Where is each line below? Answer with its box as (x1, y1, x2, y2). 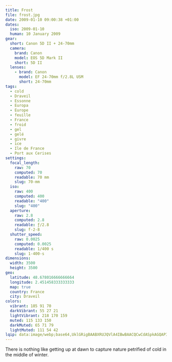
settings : (5, 156, 27, 161)
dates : (5, 22, 19, 27)
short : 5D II (14, 60, 42, 65)
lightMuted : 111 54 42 (10, 327, 58, 333)
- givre (10, 137, 27, 142)
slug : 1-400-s (14, 251, 45, 256)
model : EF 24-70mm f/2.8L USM (18, 74, 83, 80)
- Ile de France (10, 146, 45, 151)
